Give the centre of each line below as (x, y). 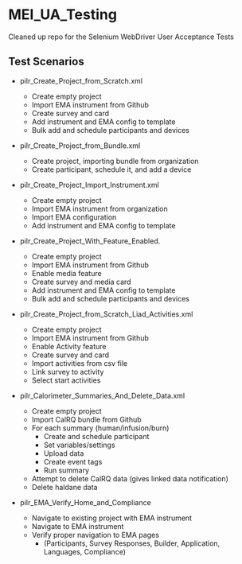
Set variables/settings (79, 445)
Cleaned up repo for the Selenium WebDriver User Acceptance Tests (121, 37)
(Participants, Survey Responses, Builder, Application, (132, 543)
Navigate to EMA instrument (78, 526)
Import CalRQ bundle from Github (86, 419)
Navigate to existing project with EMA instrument (112, 518)
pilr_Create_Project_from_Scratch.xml (81, 80)
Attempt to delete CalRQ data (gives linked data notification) (130, 478)
